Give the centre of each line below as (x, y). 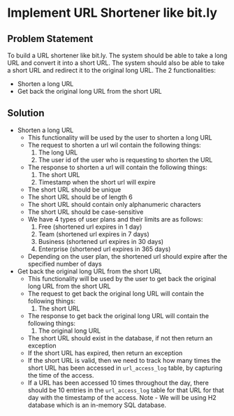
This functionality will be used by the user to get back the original (122, 278)
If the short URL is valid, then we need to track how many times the (124, 360)
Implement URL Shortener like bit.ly (112, 13)
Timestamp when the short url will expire (97, 182)
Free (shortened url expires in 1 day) (90, 227)
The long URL (58, 152)
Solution (26, 113)
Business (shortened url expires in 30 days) (101, 241)
